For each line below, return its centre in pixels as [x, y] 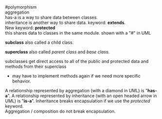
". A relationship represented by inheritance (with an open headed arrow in [82, 96]
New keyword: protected [30, 28]
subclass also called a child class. [39, 42]
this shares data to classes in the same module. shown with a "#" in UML [78, 33]
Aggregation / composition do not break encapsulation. [60, 111]
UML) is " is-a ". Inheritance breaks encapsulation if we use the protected [78, 101]
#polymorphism [21, 7]
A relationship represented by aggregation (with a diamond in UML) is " [76, 90]
